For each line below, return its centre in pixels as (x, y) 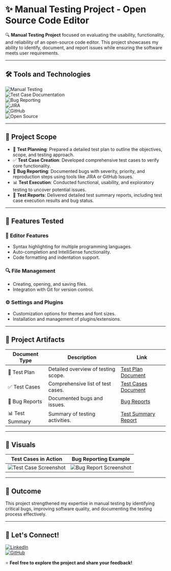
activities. (60, 420)
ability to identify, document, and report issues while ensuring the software (84, 47)
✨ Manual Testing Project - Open (76, 9)
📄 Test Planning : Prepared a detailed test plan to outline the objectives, (87, 149)
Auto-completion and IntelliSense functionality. (62, 252)
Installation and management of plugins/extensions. (67, 319)
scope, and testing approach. (44, 155)
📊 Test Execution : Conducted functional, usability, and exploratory (83, 182)
